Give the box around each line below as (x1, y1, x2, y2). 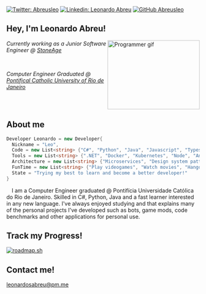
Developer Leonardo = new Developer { (6, 136, 103, 142)
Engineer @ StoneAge (6, 46, 62, 53)
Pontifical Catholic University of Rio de (6, 77, 104, 84)
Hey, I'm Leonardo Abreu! (6, 23, 106, 34)
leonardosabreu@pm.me (6, 281, 69, 288)
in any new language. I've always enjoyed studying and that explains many (6, 199, 195, 207)
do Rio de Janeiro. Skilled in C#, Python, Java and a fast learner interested (6, 193, 194, 201)
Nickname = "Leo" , (12, 141, 59, 147)
